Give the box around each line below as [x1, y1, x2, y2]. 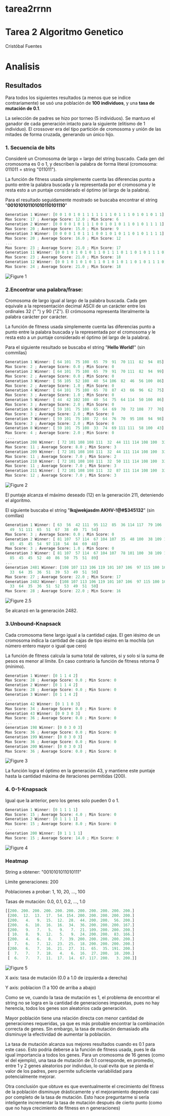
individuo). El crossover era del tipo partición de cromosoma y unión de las [5, 126, 161, 132]
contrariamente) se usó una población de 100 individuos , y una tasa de [5, 100, 155, 106]
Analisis [5, 61, 40, 73]
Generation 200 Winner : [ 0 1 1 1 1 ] [5, 831, 82, 836]
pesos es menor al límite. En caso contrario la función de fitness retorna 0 [5, 658, 159, 664]
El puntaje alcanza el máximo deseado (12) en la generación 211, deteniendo [5, 492, 164, 498]
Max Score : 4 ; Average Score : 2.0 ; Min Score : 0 [5, 430, 114, 436]
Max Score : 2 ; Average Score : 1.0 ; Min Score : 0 [5, 383, 114, 388]
